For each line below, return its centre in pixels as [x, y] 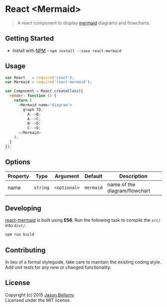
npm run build [20, 234]
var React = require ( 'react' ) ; [40, 77]
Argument [67, 176]
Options [18, 162]
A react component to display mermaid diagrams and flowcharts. [84, 23]
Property [18, 176]
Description [133, 176]
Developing [23, 208]
